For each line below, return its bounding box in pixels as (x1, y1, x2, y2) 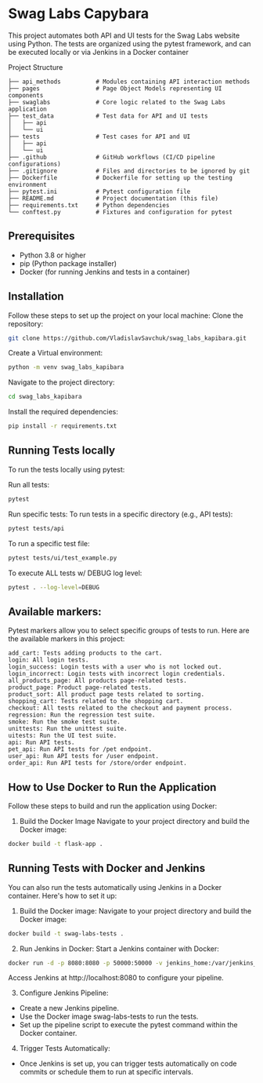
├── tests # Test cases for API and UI (8, 133, 191, 140)
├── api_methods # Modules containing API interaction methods (8, 78, 250, 86)
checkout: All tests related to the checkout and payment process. (8, 704, 233, 713)
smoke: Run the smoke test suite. (8, 718, 121, 726)
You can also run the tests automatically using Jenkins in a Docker (8, 882, 222, 892)
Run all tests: (8, 480, 49, 489)
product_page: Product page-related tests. (8, 684, 153, 691)
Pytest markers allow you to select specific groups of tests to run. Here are (8, 625, 250, 636)
